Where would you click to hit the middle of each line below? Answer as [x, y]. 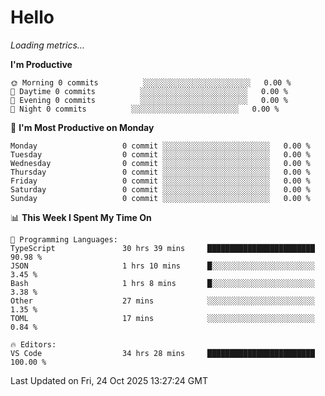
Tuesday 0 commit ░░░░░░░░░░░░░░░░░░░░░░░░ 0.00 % [160, 154]
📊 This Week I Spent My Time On [81, 217]
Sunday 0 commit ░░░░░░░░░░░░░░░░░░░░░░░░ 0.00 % [160, 198]
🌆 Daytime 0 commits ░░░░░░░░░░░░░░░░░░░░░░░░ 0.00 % [149, 91]
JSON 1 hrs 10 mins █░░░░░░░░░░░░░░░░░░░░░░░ [162, 266]
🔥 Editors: [33, 344]
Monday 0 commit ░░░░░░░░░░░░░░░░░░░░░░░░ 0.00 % [160, 146]
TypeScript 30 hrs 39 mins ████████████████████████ [162, 248]
